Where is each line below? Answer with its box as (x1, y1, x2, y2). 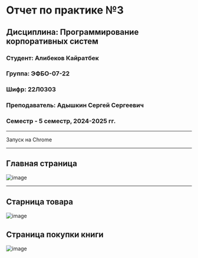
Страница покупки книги (6, 229, 104, 239)
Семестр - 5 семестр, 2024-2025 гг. (6, 117, 116, 125)
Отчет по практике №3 (6, 4, 124, 17)
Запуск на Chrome (6, 136, 52, 143)
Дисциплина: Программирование (6, 27, 139, 37)
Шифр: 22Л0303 (6, 85, 56, 94)
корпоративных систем (6, 36, 99, 46)
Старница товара (6, 197, 74, 207)
